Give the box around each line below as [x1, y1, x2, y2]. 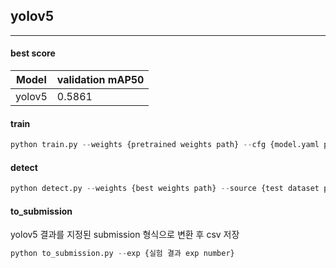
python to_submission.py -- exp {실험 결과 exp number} [10, 249, 235, 259]
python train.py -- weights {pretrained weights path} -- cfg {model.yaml [10, 140, 320, 150]
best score [10, 47, 56, 59]
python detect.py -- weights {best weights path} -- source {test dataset [10, 184, 320, 194]
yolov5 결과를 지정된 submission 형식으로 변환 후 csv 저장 [10, 229, 240, 241]
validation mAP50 [56, 73, 145, 87]
